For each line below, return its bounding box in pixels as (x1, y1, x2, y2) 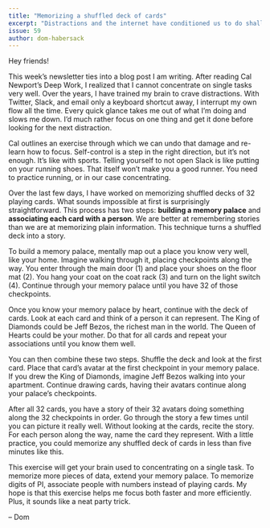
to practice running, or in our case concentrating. (8, 173, 171, 182)
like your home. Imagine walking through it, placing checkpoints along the (8, 255, 252, 265)
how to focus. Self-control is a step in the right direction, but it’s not (27, 147, 251, 157)
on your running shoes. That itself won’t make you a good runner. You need (8, 164, 258, 174)
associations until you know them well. (8, 339, 137, 349)
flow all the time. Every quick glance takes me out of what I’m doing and (8, 106, 247, 116)
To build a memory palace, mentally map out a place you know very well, (8, 247, 249, 256)
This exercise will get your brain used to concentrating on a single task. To (8, 463, 255, 473)
